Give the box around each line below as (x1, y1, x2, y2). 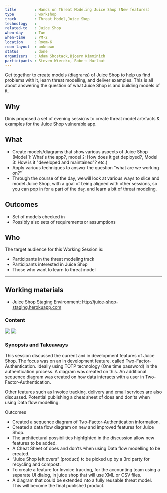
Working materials (5, 285, 64, 294)
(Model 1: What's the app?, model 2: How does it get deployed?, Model (12, 154, 158, 160)
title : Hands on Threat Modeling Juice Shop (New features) (5, 7, 150, 12)
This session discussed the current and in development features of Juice (5, 352, 155, 358)
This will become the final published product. (12, 482, 105, 488)
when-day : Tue (5, 30, 46, 35)
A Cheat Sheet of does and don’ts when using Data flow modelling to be (12, 445, 161, 451)
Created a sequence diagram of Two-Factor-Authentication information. (12, 419, 160, 425)
